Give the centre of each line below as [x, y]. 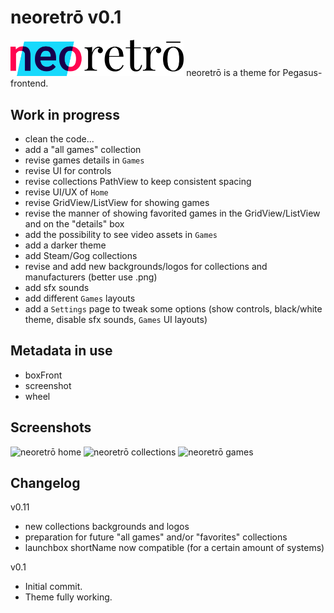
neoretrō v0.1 [66, 17]
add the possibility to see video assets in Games [121, 234]
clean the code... [59, 138]
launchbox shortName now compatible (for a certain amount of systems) [174, 548]
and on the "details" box [74, 223]
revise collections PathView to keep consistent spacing [138, 181]
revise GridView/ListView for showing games [117, 202]
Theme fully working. [68, 597]
